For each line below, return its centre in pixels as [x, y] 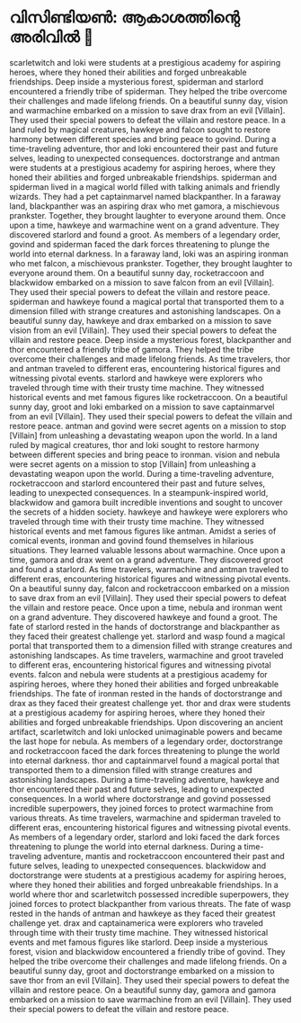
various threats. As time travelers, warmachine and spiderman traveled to [145, 818]
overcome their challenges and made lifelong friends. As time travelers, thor [150, 359]
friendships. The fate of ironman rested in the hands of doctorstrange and [146, 693]
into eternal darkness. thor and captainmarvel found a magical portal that [145, 760]
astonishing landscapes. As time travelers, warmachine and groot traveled [146, 655]
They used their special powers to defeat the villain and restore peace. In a [147, 120]
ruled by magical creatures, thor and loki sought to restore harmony [134, 444]
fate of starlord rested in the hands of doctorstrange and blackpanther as [145, 626]
